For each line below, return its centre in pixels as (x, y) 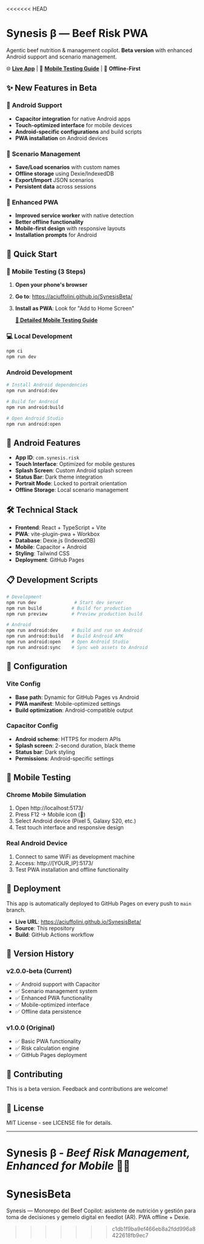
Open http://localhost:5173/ (49, 808)
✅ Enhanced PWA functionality (54, 998)
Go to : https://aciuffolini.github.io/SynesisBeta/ (73, 296)
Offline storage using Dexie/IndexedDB (64, 174)
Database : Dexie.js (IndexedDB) (55, 541)
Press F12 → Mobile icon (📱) (50, 815)
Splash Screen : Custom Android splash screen (74, 471)
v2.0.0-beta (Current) (39, 971)
